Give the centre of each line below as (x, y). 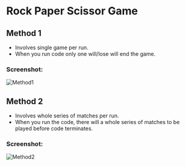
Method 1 (24, 33)
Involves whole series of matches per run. (67, 116)
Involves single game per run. (51, 47)
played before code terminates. (54, 129)
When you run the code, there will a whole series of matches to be (97, 122)
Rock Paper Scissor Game (72, 11)
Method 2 (25, 101)
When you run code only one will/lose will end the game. (85, 54)
